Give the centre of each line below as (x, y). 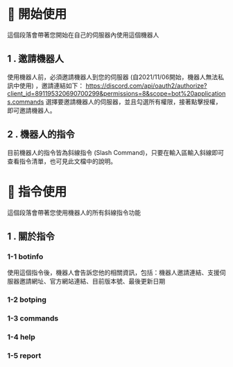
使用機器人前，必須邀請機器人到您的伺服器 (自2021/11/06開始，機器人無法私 (115, 76)
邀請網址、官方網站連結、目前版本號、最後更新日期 (92, 282)
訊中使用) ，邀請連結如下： (46, 85)
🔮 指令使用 (37, 191)
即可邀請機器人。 (32, 110)
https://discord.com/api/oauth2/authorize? (146, 85)
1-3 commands (33, 318)
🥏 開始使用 (37, 14)
